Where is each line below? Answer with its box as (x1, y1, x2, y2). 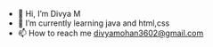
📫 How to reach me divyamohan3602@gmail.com (17, 27, 204, 38)
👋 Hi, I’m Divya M (17, 9, 81, 19)
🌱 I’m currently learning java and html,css (17, 18, 170, 28)
